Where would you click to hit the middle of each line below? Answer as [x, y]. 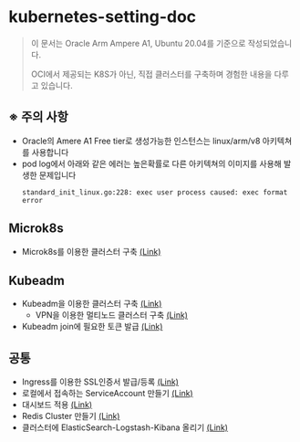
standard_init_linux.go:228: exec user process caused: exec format [155, 192]
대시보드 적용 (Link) [57, 405]
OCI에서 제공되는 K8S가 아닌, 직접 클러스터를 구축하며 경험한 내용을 [151, 74]
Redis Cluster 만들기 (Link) [71, 416]
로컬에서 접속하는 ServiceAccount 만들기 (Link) [107, 394]
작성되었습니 [270, 43]
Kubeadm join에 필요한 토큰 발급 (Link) [92, 327]
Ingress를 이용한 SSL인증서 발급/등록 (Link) [100, 382]
